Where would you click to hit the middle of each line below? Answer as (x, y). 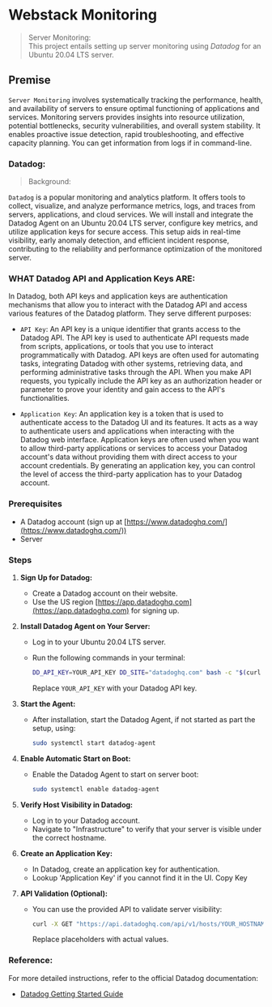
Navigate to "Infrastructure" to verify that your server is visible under (147, 828)
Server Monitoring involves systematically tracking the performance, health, (136, 100)
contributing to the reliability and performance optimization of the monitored (135, 249)
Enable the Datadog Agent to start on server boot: (115, 774)
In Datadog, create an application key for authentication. (126, 869)
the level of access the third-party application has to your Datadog (131, 474)
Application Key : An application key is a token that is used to (122, 414)
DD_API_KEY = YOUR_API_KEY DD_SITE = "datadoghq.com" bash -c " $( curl (147, 672)
